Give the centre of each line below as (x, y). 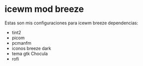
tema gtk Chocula (30, 54)
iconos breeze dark (31, 48)
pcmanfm (21, 43)
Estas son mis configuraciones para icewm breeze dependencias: (71, 23)
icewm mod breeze (44, 9)
